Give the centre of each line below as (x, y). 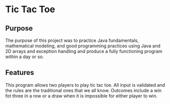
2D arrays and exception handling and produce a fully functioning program (84, 51)
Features (20, 73)
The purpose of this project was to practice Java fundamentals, (72, 40)
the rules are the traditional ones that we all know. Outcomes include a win (83, 90)
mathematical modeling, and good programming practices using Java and (83, 46)
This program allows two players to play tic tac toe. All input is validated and (85, 85)
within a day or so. (25, 57)
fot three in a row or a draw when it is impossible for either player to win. (81, 96)
